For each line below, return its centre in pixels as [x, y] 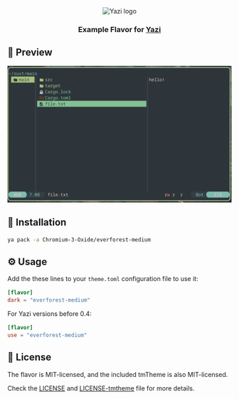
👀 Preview [30, 53]
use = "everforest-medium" [47, 335]
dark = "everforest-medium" [49, 300]
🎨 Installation [37, 223]
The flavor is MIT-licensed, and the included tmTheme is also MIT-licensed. [118, 374]
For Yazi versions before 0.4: [50, 314]
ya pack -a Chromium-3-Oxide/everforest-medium [79, 240]
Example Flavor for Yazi [119, 29]
